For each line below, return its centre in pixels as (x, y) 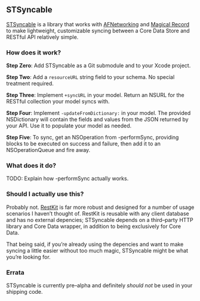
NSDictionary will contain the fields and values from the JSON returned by (98, 120)
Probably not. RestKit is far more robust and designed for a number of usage (100, 207)
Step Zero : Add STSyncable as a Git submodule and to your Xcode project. (99, 66)
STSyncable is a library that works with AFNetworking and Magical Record (98, 24)
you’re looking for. (28, 257)
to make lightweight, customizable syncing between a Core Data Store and (98, 31)
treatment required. (30, 84)
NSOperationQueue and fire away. (48, 150)
